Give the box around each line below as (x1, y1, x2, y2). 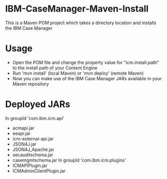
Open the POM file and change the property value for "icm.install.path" (12, 59, 159, 66)
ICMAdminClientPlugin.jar (12, 167, 66, 174)
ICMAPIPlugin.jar (12, 162, 48, 168)
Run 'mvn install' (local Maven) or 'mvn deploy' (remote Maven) (12, 70, 144, 76)
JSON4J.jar (12, 141, 37, 147)
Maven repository (12, 81, 49, 87)
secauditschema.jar (12, 152, 54, 158)
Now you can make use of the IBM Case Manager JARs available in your (12, 75, 162, 81)
